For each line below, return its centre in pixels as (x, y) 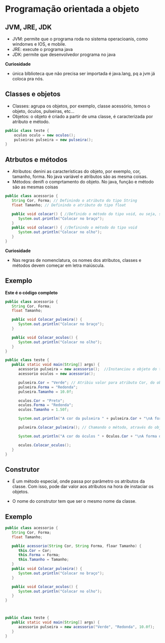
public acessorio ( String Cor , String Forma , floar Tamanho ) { (76, 546)
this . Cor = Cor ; (35, 550)
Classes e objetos (33, 94)
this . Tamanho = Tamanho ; (43, 560)
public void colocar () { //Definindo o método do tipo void (74, 228)
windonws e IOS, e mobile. (39, 44)
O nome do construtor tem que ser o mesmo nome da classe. (74, 501)
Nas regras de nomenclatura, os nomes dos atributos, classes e (77, 260)
